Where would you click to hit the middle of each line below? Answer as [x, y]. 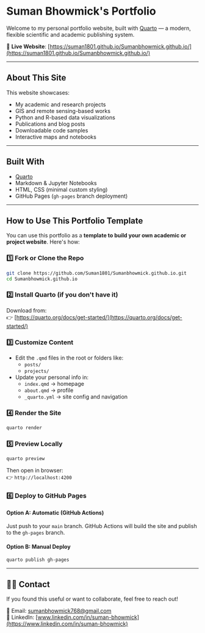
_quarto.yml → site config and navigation [76, 397]
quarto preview [26, 459]
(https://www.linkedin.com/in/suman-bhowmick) [67, 624]
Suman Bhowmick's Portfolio [81, 11]
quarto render [24, 428]
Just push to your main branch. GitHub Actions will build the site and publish [102, 526]
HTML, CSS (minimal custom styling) [61, 189]
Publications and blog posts [50, 124]
